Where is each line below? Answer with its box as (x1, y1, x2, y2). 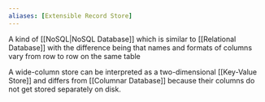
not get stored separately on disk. (8, 84, 122, 94)
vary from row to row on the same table (8, 51, 141, 61)
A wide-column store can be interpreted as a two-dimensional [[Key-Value (8, 66, 258, 77)
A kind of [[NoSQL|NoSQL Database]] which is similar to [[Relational (8, 34, 237, 44)
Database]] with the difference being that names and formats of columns (8, 42, 253, 53)
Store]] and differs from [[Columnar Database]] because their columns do (8, 75, 255, 85)
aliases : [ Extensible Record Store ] (8, 11, 132, 20)
